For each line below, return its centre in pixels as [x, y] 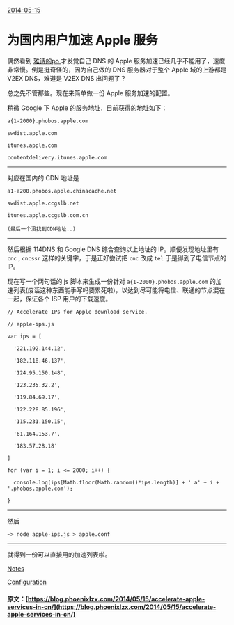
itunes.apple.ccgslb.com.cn [48, 215]
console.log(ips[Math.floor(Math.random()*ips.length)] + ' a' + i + [116, 482]
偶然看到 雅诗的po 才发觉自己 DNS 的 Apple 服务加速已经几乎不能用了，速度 [116, 61]
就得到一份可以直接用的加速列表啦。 [59, 554]
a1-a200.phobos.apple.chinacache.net [62, 191]
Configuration [27, 582]
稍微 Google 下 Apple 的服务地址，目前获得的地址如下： [87, 108]
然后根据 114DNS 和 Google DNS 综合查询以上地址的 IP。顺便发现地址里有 [113, 249]
